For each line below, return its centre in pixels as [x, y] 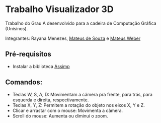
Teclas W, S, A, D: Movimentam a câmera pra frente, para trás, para [82, 94]
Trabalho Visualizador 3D [59, 9]
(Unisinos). [17, 28]
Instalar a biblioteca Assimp [41, 66]
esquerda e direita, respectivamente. [51, 100]
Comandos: [24, 82]
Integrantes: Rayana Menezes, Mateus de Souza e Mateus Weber [73, 38]
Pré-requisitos [28, 54]
